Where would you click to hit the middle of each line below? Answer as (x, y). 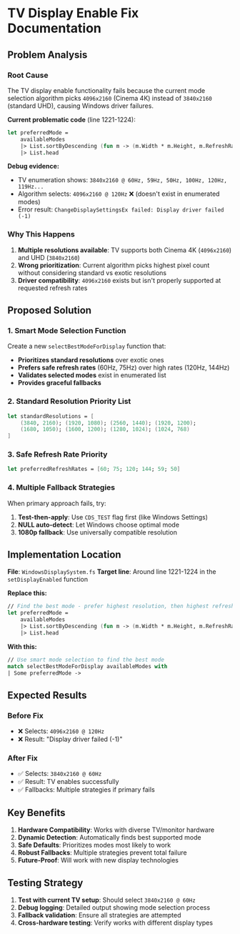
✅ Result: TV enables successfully (68, 782)
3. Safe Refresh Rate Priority (57, 454)
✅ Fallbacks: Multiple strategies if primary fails (86, 790)
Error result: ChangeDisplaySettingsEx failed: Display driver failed (121, 209)
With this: (22, 646)
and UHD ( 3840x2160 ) (49, 257)
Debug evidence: (33, 167)
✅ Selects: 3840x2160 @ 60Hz (60, 774)
